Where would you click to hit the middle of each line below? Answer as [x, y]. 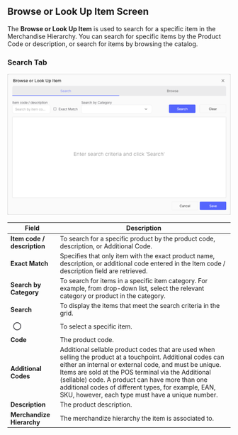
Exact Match [29, 263]
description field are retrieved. [104, 271]
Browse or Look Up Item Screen [78, 12]
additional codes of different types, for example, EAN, [138, 387]
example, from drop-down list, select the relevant [132, 288]
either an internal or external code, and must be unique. [141, 365]
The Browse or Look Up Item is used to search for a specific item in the [112, 28]
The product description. [96, 404]
